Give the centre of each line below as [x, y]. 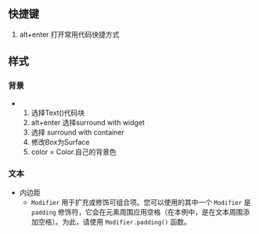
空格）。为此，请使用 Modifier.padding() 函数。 [115, 221]
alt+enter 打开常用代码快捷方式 [69, 34]
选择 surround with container [78, 132]
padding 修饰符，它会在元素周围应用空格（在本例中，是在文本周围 [137, 212]
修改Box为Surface [60, 142]
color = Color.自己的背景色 [74, 152]
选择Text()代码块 [58, 113]
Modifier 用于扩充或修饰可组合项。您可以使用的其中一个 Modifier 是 [141, 202]
